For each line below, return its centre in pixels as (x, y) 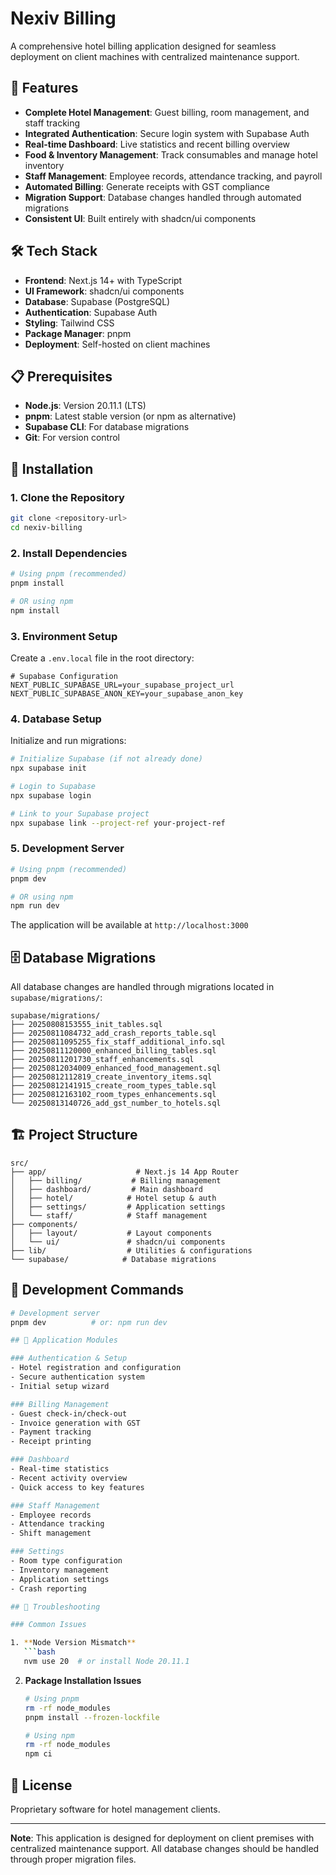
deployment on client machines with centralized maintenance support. (155, 56)
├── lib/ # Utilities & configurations (131, 1250)
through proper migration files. (73, 1859)
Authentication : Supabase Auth (91, 312)
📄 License (41, 1785)
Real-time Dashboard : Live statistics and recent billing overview (157, 144)
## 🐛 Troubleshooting (55, 1607)
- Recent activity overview (69, 1478)
